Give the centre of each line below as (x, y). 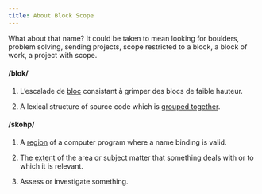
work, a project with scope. (53, 55)
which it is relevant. (51, 166)
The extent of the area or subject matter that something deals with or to (137, 158)
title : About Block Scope (51, 16)
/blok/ (19, 73)
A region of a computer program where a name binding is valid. (123, 142)
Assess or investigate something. (74, 182)
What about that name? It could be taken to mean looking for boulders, (124, 38)
